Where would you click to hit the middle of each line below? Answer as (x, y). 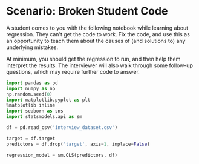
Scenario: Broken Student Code (87, 11)
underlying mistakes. (32, 47)
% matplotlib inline (31, 105)
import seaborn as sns (35, 111)
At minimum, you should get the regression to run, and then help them (93, 59)
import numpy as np (31, 88)
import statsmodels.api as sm (44, 117)
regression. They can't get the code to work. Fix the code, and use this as (98, 34)
